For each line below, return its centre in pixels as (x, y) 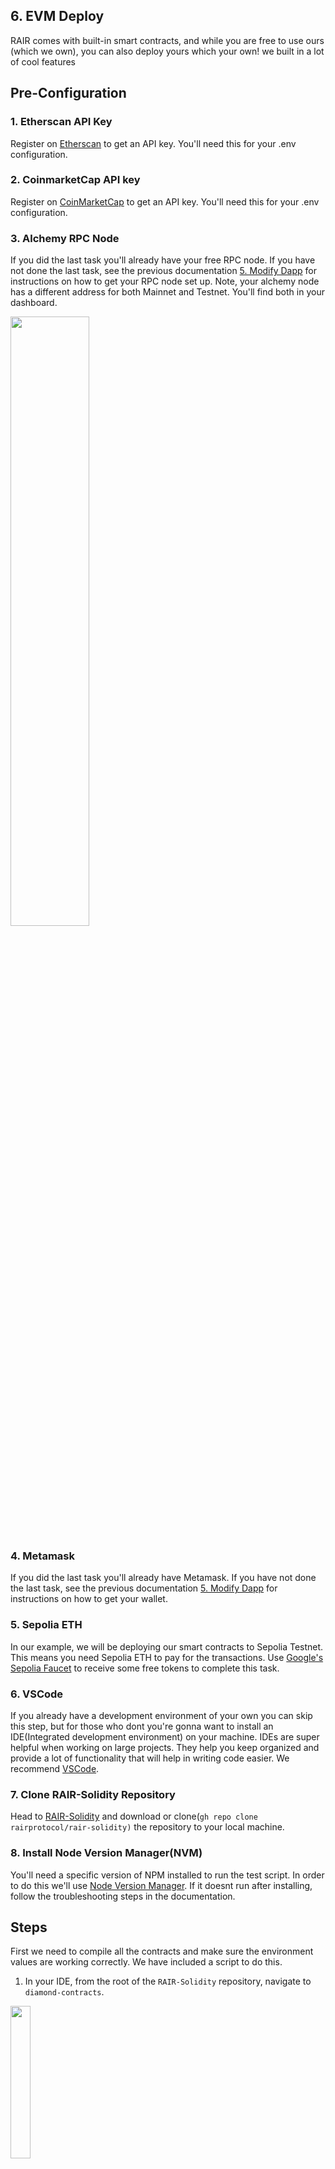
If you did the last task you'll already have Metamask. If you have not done (163, 1578)
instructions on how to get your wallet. (89, 1599)
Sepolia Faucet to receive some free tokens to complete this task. (145, 1668)
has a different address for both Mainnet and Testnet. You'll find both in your (167, 292)
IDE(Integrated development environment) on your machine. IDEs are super (165, 1736)
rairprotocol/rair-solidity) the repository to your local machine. (147, 1827)
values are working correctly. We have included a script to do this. (146, 1962)
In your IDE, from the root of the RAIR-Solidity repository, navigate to (168, 1981)
